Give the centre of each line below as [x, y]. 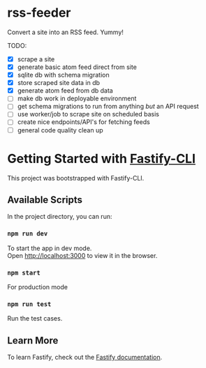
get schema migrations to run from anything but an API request [108, 107]
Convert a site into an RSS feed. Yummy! [66, 32]
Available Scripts [45, 200]
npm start [24, 273]
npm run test [29, 304]
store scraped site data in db [58, 83]
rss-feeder [39, 13]
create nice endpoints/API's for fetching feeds [83, 122]
